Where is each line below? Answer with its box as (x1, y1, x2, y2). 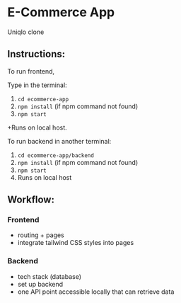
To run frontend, (7, 67, 55, 75)
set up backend (17, 280, 64, 288)
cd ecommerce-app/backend (17, 151, 94, 159)
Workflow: (7, 194, 55, 206)
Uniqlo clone (7, 28, 45, 36)
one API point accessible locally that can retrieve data (17, 287, 175, 296)
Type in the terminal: (7, 81, 67, 89)
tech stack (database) (17, 272, 82, 280)
